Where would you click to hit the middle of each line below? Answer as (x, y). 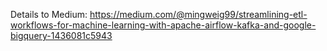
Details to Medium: (49, 14)
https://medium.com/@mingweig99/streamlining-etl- (198, 14)
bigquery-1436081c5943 (61, 35)
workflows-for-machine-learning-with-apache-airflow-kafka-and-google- (163, 25)
